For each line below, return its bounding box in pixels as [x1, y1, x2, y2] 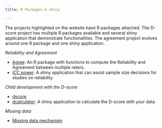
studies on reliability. [12, 74, 54, 80]
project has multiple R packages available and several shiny [17, 30, 138, 36]
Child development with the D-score [5, 84, 78, 90]
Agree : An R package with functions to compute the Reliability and [12, 59, 145, 65]
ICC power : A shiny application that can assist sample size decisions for [12, 69, 157, 75]
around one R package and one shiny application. [5, 40, 105, 46]
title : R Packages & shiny [5, 7, 60, 12]
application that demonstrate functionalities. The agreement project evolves [5, 35, 158, 41]
